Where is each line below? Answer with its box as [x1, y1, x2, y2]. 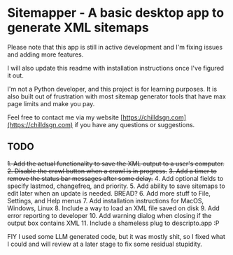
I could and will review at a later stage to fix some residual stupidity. [7, 240, 203, 248]
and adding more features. [7, 50, 84, 59]
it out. [7, 71, 24, 80]
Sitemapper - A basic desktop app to [7, 5, 225, 21]
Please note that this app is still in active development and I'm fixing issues [7, 43, 223, 51]
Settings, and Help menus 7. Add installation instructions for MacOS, [7, 196, 204, 205]
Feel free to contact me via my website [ [7, 113, 123, 122]
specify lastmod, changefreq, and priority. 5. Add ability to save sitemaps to [7, 182, 225, 190]
